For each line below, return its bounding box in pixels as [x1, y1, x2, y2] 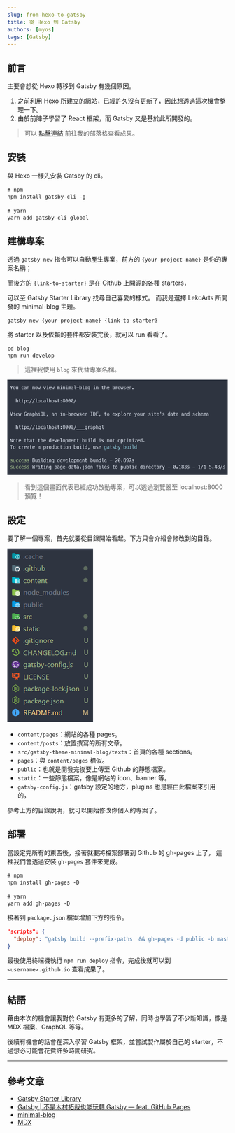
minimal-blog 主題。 [20, 302, 80, 311]
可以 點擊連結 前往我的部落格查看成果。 [24, 129, 138, 138]
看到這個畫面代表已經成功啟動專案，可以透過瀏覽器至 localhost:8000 [24, 483, 223, 491]
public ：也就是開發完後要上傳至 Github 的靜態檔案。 [17, 765, 170, 773]
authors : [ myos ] [7, 26, 55, 33]
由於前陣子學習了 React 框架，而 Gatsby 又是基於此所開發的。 [17, 114, 197, 122]
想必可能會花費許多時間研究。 [13, 1046, 99, 1055]
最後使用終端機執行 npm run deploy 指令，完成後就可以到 [7, 956, 171, 965]
